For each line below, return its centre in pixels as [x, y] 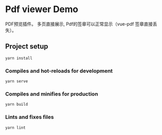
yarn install [19, 58]
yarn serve [17, 81]
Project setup [27, 47]
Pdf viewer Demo [42, 9]
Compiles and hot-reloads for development [59, 71]
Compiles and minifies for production [52, 94]
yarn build [17, 105]
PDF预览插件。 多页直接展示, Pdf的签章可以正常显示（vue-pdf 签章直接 [79, 24]
